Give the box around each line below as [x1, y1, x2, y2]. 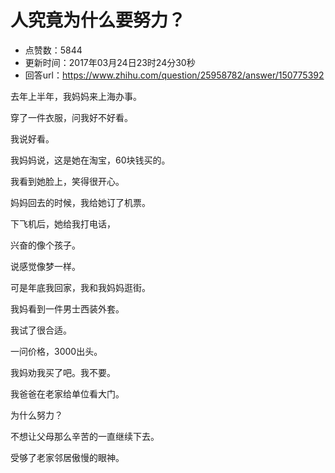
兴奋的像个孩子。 [10, 239, 81, 251]
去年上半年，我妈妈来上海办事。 [10, 90, 142, 102]
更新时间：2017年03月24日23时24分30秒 [24, 56, 196, 68]
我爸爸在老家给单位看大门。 [10, 387, 125, 400]
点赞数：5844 [24, 44, 83, 56]
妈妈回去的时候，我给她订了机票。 [10, 196, 151, 208]
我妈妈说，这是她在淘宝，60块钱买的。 [10, 154, 171, 166]
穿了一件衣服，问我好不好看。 [10, 111, 133, 123]
